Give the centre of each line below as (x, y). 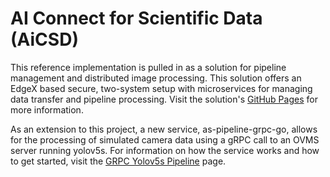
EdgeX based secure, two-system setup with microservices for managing (161, 88)
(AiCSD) (44, 39)
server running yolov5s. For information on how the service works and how (165, 150)
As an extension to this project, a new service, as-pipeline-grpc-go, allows (164, 129)
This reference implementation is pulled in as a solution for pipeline (148, 67)
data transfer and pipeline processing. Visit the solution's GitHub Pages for (164, 99)
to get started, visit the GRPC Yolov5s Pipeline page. (118, 161)
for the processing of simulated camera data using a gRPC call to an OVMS (165, 139)
